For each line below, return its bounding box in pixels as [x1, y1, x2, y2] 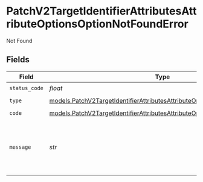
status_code [9, 85, 44, 92]
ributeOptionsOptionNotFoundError [6, 17, 188, 31]
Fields [6, 54, 30, 65]
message [9, 143, 31, 151]
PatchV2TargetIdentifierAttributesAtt [6, 4, 197, 18]
